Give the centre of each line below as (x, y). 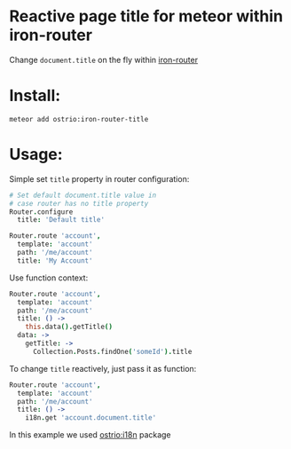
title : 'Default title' (61, 220)
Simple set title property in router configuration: (99, 178)
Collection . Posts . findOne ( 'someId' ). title (112, 351)
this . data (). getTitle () (69, 327)
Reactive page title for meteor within (146, 16)
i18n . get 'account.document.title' (91, 418)
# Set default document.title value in (83, 195)
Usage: (36, 155)
